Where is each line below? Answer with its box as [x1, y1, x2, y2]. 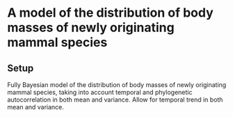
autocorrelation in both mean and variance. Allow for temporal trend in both [7, 95, 223, 104]
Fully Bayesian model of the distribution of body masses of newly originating [7, 81, 227, 88]
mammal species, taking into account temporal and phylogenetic [7, 88, 193, 96]
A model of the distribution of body [7, 5, 214, 21]
